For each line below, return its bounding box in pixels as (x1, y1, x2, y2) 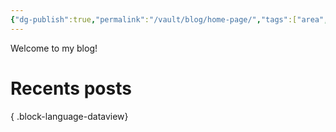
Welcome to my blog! (10, 42, 98, 54)
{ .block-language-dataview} (10, 110, 129, 122)
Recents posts (10, 77, 132, 100)
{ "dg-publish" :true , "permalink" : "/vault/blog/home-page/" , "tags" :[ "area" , (10, 14, 329, 25)
